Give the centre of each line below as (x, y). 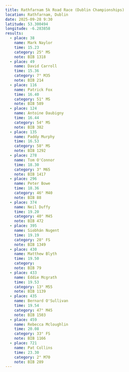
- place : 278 (23, 155)
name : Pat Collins (33, 348)
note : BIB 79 (28, 268)
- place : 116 (23, 85)
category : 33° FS (32, 334)
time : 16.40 (27, 94)
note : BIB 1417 (30, 174)
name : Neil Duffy (32, 207)
